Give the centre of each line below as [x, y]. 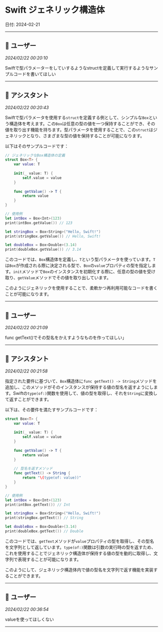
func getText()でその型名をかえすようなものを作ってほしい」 [66, 337]
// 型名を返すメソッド [33, 469]
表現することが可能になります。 [49, 559]
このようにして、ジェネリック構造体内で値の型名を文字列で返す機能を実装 [79, 570]
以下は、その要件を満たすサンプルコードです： [52, 409]
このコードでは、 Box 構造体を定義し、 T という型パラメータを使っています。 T [80, 260]
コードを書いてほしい [35, 74]
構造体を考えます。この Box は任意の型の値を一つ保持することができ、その [82, 123]
